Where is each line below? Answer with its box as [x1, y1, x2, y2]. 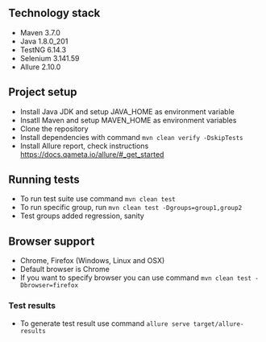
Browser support [8, 234, 95, 248]
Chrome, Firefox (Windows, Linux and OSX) [19, 256, 165, 266]
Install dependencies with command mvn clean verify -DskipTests [19, 132, 243, 142]
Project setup [8, 85, 78, 99]
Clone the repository [19, 124, 89, 134]
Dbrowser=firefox [19, 282, 79, 290]
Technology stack [8, 6, 101, 20]
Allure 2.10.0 [19, 62, 61, 72]
